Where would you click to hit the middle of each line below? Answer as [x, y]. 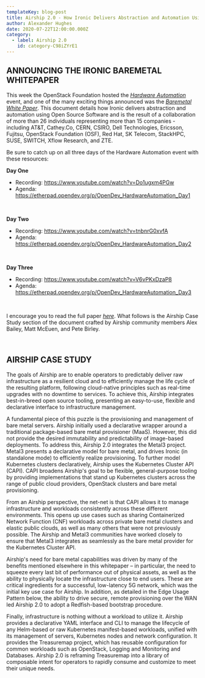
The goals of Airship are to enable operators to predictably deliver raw [95, 374]
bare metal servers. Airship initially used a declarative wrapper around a [97, 425]
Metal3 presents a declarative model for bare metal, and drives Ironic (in [97, 451]
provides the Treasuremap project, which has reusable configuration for [97, 642]
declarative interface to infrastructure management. [71, 407]
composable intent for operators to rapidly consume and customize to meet [101, 662]
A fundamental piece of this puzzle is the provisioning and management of [100, 419]
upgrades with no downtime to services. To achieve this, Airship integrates [100, 394]
